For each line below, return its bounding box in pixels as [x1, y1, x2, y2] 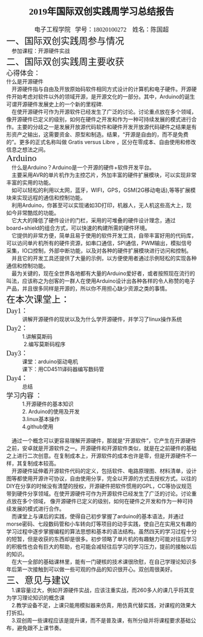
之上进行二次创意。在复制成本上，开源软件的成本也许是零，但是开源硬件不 [6, 452, 192, 459]
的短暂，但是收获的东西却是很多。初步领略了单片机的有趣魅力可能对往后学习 [6, 535, 197, 543]
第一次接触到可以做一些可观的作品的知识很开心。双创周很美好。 [16, 566, 176, 573]
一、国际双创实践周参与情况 [6, 36, 124, 46]
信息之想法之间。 [6, 146, 49, 153]
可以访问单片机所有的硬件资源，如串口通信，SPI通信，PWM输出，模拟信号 [6, 239, 192, 246]
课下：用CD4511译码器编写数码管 [22, 365, 105, 372]
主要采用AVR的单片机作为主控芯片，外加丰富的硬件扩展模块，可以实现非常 [11, 171, 197, 179]
